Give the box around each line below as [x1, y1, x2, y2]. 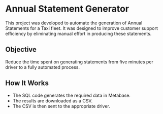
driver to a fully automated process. [5, 64, 80, 70]
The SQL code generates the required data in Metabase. [12, 92, 131, 98]
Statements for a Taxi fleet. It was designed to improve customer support [5, 25, 158, 31]
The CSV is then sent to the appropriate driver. [12, 103, 110, 109]
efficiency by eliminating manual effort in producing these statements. [5, 30, 152, 36]
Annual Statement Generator [5, 3, 129, 15]
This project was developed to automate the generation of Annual [5, 20, 143, 26]
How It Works [5, 79, 49, 88]
